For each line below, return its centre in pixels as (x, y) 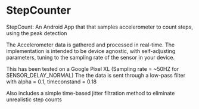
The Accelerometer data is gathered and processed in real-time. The (90, 45)
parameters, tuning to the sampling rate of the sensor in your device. (91, 57)
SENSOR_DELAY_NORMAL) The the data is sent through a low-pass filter (96, 75)
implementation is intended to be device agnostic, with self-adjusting (91, 51)
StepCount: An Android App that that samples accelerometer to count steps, (100, 27)
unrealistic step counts (34, 99)
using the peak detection (37, 33)
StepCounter (39, 10)
